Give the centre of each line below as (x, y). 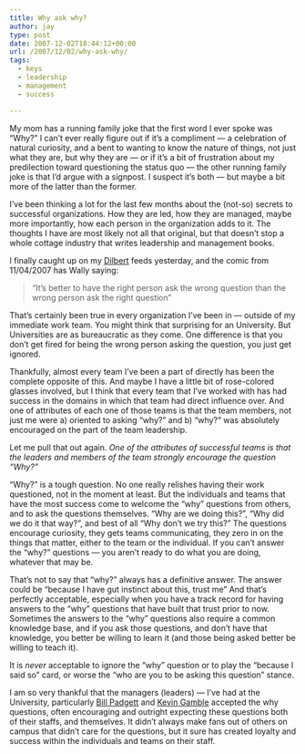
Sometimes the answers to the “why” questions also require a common (142, 618)
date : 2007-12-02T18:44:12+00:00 (73, 43)
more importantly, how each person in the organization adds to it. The (140, 223)
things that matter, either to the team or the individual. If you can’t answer (147, 542)
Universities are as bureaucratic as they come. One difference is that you (146, 335)
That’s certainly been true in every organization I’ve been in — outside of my (152, 315)
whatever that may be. (51, 562)
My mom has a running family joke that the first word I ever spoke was (141, 128)
